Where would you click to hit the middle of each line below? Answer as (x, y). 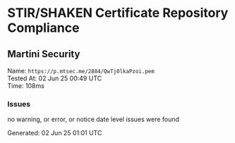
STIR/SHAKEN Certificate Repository (118, 13)
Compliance (43, 28)
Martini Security (44, 54)
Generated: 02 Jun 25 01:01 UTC (55, 133)
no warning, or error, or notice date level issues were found (94, 119)
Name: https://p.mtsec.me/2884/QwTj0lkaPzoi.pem (81, 71)
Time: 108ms (26, 86)
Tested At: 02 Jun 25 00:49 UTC (55, 78)
